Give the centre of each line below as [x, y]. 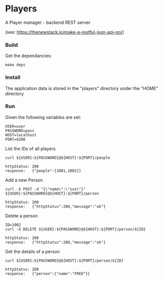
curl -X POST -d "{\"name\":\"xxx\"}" [45, 189]
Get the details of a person [32, 251]
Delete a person [22, 216]
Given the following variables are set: [43, 117]
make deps [15, 65]
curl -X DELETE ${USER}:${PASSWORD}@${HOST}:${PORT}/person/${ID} [76, 229]
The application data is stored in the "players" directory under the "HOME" [82, 88]
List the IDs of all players [30, 148]
